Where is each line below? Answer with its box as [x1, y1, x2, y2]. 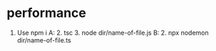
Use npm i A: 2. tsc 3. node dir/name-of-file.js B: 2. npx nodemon [16, 28, 210, 37]
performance [6, 5, 86, 21]
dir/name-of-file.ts [16, 35, 72, 44]
